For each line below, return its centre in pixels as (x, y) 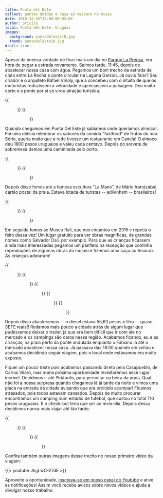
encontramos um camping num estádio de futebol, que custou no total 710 (80, 398)
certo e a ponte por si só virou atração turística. (53, 91)
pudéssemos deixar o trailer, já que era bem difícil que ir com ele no (73, 332)
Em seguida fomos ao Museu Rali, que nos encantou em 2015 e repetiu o (78, 230)
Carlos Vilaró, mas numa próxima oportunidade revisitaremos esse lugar (77, 372)
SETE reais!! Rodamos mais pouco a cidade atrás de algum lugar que (74, 327)
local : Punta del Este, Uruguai (38, 28)
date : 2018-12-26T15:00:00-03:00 (39, 18)
